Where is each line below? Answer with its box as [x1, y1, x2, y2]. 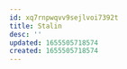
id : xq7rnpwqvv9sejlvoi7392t [9, 13, 119, 22]
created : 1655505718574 [9, 47, 99, 56]
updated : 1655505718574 [9, 38, 99, 47]
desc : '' [9, 30, 42, 39]
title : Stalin [9, 22, 63, 30]
